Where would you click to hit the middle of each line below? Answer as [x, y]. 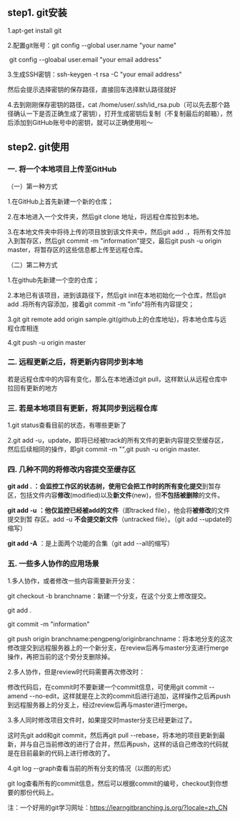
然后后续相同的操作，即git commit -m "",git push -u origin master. [104, 449]
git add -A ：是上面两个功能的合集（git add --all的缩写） [90, 543]
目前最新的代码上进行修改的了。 [67, 753]
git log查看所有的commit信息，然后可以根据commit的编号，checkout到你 [115, 783]
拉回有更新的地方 [32, 388]
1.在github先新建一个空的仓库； [54, 280]
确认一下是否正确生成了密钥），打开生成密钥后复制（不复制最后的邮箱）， [120, 114]
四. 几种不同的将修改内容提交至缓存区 [71, 470]
